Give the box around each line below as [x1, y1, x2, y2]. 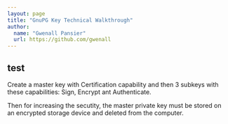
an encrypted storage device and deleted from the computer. [7, 109, 184, 117]
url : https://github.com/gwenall [13, 36, 112, 43]
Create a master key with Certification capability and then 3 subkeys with [7, 80, 219, 88]
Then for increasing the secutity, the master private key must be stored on [7, 101, 222, 109]
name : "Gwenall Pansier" [13, 29, 86, 37]
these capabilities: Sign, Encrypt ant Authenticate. [7, 88, 152, 96]
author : [7, 23, 30, 30]
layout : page [7, 10, 46, 17]
